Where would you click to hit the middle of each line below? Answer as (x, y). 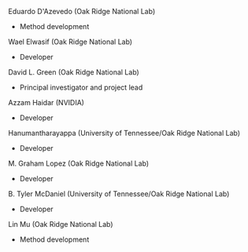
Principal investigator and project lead (81, 87)
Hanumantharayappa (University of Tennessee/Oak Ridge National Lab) (124, 133)
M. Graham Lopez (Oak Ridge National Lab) (79, 163)
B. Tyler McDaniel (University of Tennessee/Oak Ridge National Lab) (119, 194)
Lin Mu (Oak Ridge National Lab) (61, 224)
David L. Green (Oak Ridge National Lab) (74, 72)
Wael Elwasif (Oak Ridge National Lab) (70, 42)
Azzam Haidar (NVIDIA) (46, 102)
